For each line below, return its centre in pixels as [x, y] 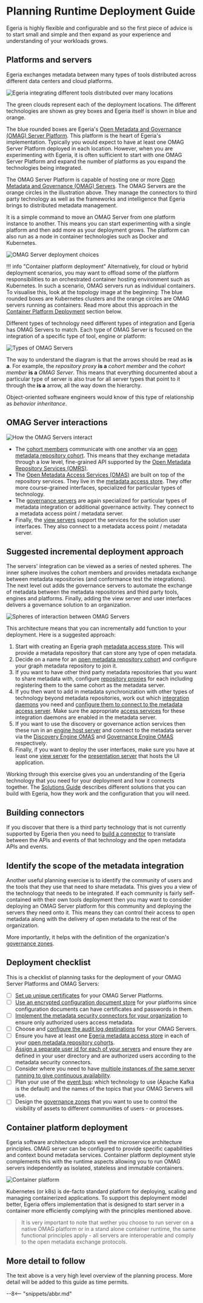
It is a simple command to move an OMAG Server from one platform [91, 217]
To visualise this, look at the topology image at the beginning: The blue [95, 292]
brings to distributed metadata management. [62, 205]
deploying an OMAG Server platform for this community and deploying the [99, 906]
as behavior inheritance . [37, 403]
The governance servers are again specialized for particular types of [101, 500]
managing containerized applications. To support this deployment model [97, 1198]
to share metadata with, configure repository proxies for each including [104, 679]
